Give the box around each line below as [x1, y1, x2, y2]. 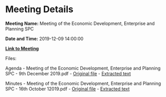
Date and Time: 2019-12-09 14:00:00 [5, 36, 84, 42]
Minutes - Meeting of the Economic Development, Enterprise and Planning [5, 80, 161, 86]
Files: [5, 55, 17, 61]
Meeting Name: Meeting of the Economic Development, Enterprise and [5, 20, 155, 26]
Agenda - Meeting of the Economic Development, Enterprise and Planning [5, 65, 161, 71]
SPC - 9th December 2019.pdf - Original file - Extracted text [5, 70, 131, 77]
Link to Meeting [5, 45, 39, 51]
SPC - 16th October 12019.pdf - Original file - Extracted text [5, 85, 130, 92]
